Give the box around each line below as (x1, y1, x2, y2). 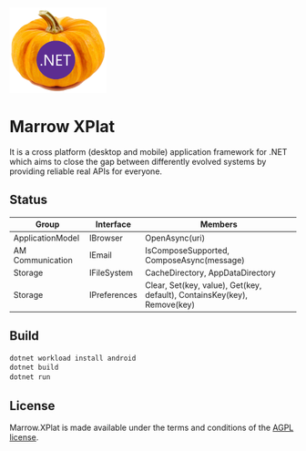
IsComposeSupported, (145, 244, 229, 256)
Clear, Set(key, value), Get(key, (145, 280, 262, 291)
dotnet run (9, 373, 51, 382)
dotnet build (9, 363, 59, 373)
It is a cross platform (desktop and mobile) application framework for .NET (9, 146, 288, 157)
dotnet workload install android (9, 354, 137, 363)
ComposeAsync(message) (145, 254, 246, 265)
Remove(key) (145, 299, 196, 311)
